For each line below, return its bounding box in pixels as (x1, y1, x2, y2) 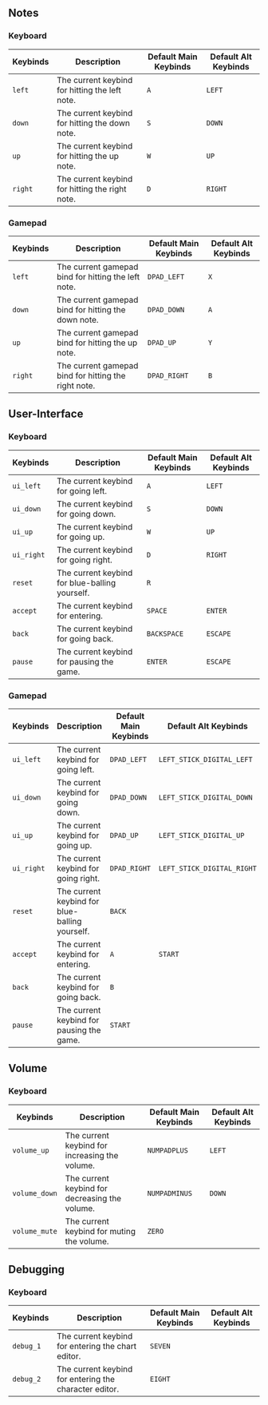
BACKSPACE (146, 629, 184, 638)
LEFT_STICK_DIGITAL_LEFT (158, 755, 253, 764)
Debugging (8, 1263, 65, 1276)
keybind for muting (65, 1225, 136, 1236)
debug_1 (12, 1342, 41, 1351)
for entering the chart (57, 1341, 137, 1352)
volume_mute (12, 1226, 58, 1236)
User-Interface (8, 407, 84, 421)
